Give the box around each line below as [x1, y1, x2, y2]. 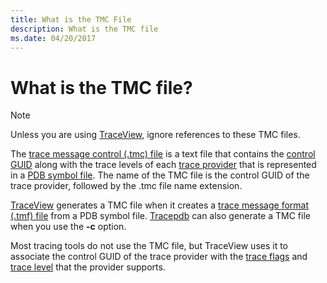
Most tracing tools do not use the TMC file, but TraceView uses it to [10, 240, 289, 252]
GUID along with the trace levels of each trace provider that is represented [10, 159, 317, 171]
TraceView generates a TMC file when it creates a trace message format [10, 199, 310, 211]
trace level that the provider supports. [10, 261, 166, 273]
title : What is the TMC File [10, 14, 132, 25]
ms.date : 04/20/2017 [10, 33, 97, 43]
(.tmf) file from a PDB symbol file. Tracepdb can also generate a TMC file [10, 210, 311, 222]
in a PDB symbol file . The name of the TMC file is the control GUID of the [10, 169, 310, 181]
